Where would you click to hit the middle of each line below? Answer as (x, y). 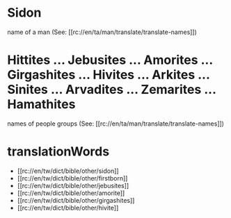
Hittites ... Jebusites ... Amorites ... (110, 60)
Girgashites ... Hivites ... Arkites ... (109, 75)
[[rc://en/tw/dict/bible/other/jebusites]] (73, 185)
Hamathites (41, 104)
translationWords (58, 152)
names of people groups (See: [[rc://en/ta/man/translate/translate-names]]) (116, 124)
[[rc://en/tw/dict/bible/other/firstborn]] (72, 178)
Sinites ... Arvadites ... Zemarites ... (112, 90)
